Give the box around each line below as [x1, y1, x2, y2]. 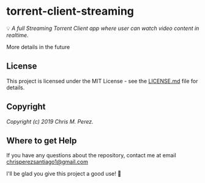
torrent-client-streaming [6, 4, 135, 18]
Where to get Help [6, 135, 77, 146]
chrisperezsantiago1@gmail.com [6, 158, 89, 166]
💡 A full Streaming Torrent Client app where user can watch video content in [6, 24, 199, 32]
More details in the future [6, 43, 70, 50]
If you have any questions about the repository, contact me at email [6, 152, 176, 159]
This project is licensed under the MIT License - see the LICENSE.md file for [6, 77, 198, 84]
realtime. [6, 31, 29, 39]
